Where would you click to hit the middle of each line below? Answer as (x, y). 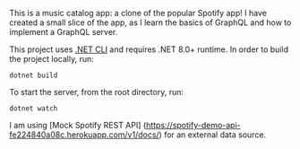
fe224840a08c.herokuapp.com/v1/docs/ (84, 135)
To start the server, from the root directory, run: (96, 92)
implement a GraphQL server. (64, 32)
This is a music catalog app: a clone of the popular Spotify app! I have (138, 13)
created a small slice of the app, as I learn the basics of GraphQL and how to (150, 22)
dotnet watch (34, 109)
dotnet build (34, 75)
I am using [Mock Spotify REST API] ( (78, 125)
